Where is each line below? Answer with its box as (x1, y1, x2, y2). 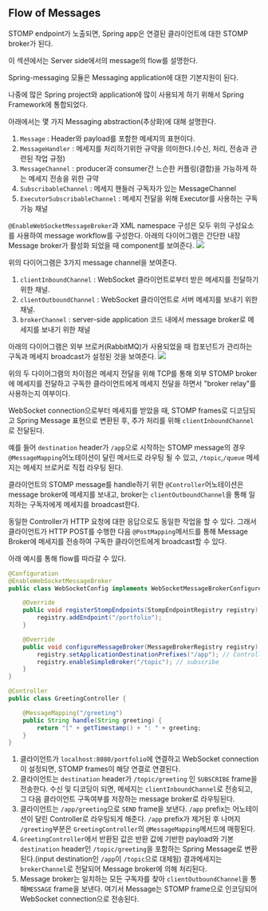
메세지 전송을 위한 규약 (28, 174, 100, 183)
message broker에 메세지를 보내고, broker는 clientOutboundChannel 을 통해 (8, 489, 247, 499)
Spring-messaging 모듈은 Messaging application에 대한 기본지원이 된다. (8, 72, 239, 82)
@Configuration (8, 569, 59, 577)
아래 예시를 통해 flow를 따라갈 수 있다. (8, 553, 127, 563)
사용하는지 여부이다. (8, 388, 70, 398)
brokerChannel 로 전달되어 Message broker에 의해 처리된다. (19, 864, 207, 874)
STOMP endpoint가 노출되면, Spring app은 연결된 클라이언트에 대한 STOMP (8, 28, 249, 38)
